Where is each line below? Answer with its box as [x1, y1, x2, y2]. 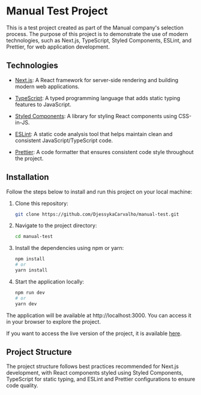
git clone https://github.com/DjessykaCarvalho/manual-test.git [14, 211, 179, 217]
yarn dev [14, 301, 37, 307]
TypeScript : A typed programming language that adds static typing [14, 94, 181, 101]
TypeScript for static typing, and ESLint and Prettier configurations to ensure [6, 376, 196, 383]
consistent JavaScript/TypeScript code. [14, 137, 113, 144]
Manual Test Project [6, 4, 108, 18]
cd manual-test [14, 234, 53, 240]
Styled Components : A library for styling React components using [14, 112, 178, 119]
